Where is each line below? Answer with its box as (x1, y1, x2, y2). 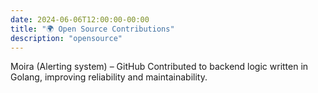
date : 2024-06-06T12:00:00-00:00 (10, 14, 150, 25)
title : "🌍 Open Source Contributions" (10, 24, 175, 34)
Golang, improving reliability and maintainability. (10, 71, 208, 83)
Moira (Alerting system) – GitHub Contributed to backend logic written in (10, 61, 309, 73)
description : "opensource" (10, 33, 123, 43)
